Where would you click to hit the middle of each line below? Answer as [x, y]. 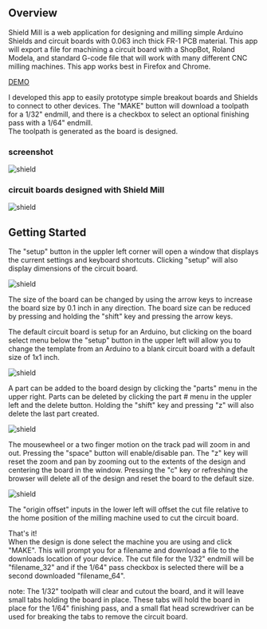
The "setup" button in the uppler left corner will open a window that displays [133, 251]
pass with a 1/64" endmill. [51, 122]
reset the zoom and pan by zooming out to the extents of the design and [127, 461]
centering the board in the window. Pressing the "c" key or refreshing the [128, 470]
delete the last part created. [54, 413]
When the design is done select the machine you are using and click [120, 542]
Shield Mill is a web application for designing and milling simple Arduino [126, 32]
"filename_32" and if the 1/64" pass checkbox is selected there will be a [126, 568]
